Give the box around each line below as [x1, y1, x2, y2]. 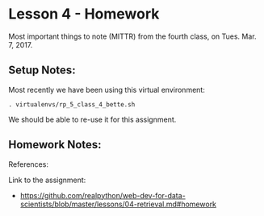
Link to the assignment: [8, 175, 86, 185]
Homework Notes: [8, 138, 103, 152]
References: [8, 159, 48, 169]
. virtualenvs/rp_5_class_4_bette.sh [8, 100, 136, 109]
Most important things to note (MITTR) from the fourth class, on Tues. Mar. [8, 31, 257, 41]
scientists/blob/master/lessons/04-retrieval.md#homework [19, 199, 216, 209]
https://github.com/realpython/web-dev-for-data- [19, 190, 186, 200]
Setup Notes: [8, 64, 76, 77]
